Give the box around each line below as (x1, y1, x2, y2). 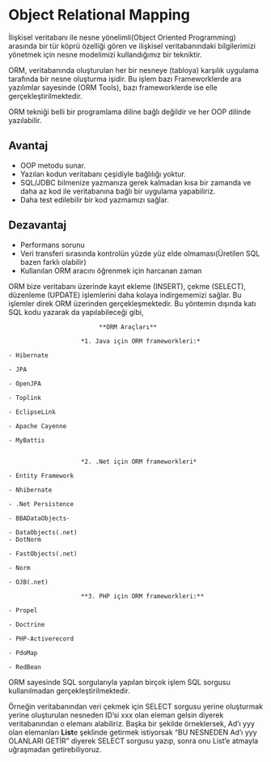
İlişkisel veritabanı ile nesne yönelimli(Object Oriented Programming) (8, 32, 236, 42)
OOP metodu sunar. (19, 160, 87, 170)
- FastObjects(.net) (8, 549, 78, 558)
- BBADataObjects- (8, 514, 70, 522)
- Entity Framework (8, 471, 74, 479)
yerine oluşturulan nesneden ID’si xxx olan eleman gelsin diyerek (8, 710, 224, 720)
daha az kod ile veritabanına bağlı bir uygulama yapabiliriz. (19, 186, 216, 196)
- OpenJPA (8, 379, 42, 388)
